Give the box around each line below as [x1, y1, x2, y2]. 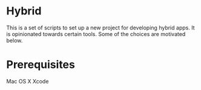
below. [6, 37, 23, 44]
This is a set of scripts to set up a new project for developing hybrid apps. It [6, 24, 195, 31]
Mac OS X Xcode [6, 77, 49, 85]
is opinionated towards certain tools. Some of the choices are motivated [6, 30, 186, 37]
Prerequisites [6, 58, 76, 71]
